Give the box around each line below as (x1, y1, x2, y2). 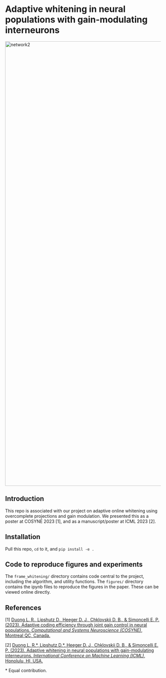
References (5, 604, 41, 612)
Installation (5, 533, 41, 541)
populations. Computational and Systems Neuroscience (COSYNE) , (5, 627, 143, 633)
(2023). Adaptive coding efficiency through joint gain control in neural (5, 622, 147, 628)
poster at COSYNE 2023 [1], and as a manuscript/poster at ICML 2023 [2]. (5, 518, 157, 524)
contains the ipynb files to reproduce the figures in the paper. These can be (5, 584, 159, 590)
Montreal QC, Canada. (5, 632, 51, 638)
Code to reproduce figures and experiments (5, 560, 143, 568)
